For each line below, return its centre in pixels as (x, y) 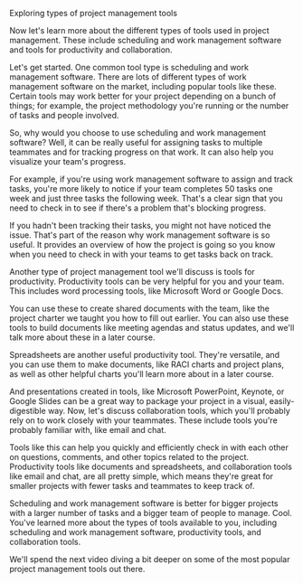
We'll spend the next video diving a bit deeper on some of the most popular (150, 559)
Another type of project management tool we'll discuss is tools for (132, 272)
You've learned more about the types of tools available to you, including (143, 522)
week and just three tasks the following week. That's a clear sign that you (146, 198)
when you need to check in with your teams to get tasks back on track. (142, 254)
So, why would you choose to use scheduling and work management (138, 133)
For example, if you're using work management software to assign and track (151, 179)
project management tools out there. (77, 569)
